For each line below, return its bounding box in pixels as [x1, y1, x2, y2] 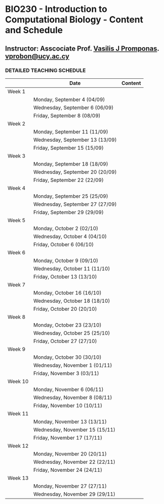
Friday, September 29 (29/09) [33, 209, 104, 216]
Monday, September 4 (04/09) [33, 96, 105, 103]
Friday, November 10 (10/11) [33, 402, 103, 409]
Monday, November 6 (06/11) [33, 386, 104, 392]
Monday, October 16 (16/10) [33, 289, 102, 296]
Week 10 [7, 378, 29, 385]
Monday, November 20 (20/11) [33, 450, 107, 457]
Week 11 [7, 410, 29, 417]
